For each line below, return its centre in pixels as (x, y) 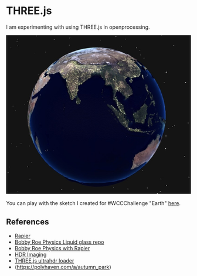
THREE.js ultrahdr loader (44, 261)
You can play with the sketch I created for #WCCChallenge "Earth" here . (93, 203)
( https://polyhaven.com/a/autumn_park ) (63, 267)
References (28, 222)
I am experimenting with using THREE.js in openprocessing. (78, 27)
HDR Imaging (30, 255)
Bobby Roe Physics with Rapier (52, 248)
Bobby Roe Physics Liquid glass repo (59, 242)
